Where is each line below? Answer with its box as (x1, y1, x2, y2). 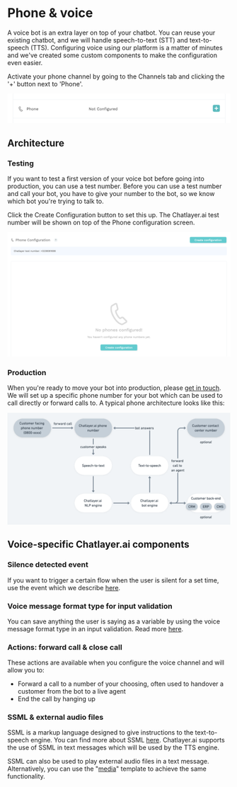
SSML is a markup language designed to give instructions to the (7, 728, 194, 737)
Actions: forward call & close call (7, 642, 122, 652)
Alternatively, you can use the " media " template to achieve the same (7, 764, 207, 773)
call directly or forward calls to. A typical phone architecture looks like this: (7, 398, 225, 407)
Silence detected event (7, 560, 88, 570)
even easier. (7, 58, 43, 67)
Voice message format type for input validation (7, 601, 173, 611)
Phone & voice (7, 5, 93, 21)
